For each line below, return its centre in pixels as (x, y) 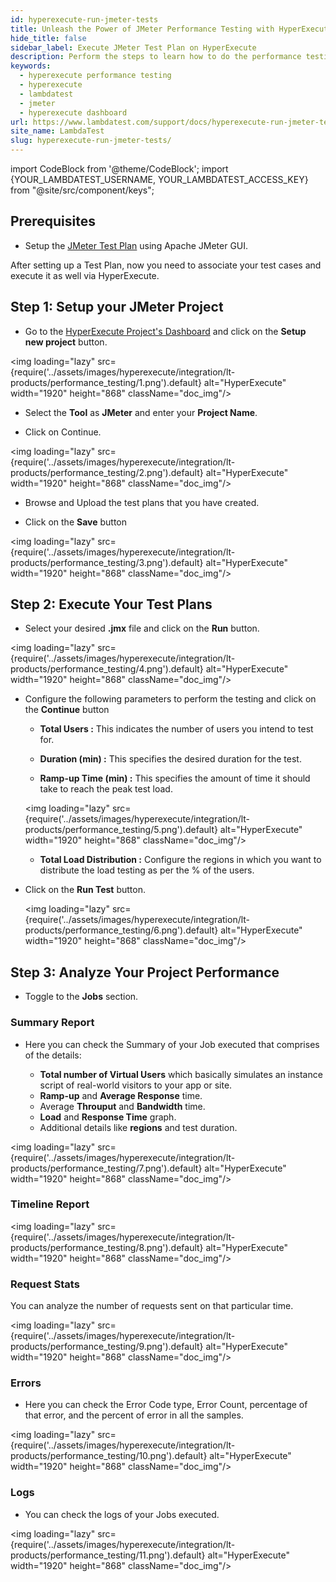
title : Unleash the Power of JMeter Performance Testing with (142, 29)
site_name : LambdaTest (57, 131)
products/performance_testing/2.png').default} (107, 472)
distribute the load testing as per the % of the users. (147, 870)
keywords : (31, 66)
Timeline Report (50, 1204)
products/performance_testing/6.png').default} (121, 930)
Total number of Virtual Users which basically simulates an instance (181, 1074)
